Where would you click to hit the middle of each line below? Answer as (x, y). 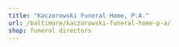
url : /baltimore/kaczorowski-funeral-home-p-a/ (90, 23)
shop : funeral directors (50, 30)
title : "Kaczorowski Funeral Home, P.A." (79, 16)
